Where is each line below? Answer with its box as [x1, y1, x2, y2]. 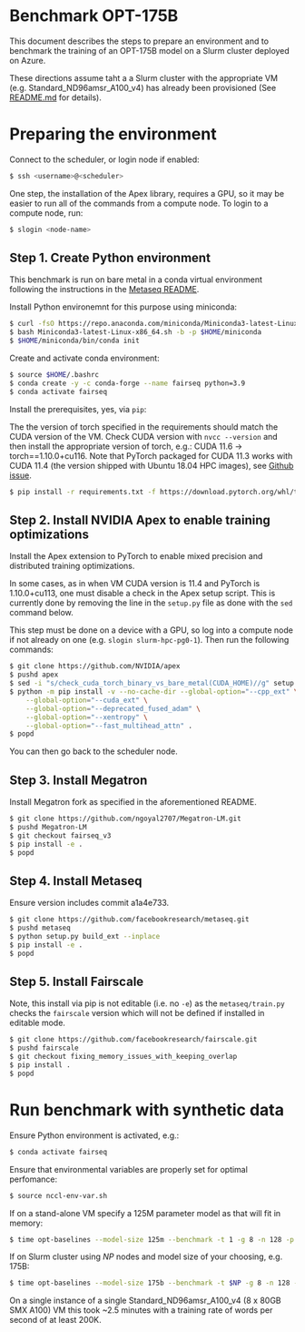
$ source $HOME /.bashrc [9, 371, 100, 380]
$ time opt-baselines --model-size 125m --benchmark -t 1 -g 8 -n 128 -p [9, 1235, 295, 1244]
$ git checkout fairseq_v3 [9, 830, 112, 840]
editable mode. [9, 1017, 66, 1029]
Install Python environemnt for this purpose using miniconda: [9, 301, 238, 312]
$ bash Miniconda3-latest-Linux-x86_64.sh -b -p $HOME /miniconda [9, 328, 261, 337]
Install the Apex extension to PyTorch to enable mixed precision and [9, 551, 263, 562]
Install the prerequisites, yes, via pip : [9, 403, 147, 414]
